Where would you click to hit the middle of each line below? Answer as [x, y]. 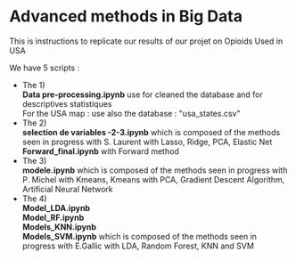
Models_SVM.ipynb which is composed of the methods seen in [139, 236]
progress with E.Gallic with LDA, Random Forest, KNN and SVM [138, 246]
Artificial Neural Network [67, 189]
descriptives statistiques [67, 103]
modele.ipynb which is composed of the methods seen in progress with [155, 170]
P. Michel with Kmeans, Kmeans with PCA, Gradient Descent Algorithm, [153, 179]
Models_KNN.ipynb [59, 227]
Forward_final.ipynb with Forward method [101, 151]
